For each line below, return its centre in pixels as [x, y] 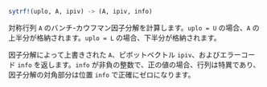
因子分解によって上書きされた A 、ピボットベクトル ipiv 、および [114, 54]
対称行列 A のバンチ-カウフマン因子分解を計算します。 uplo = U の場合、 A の [134, 27]
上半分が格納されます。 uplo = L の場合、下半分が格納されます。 [115, 38]
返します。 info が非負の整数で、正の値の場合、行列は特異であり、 [150, 65]
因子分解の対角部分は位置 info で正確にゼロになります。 [102, 74]
